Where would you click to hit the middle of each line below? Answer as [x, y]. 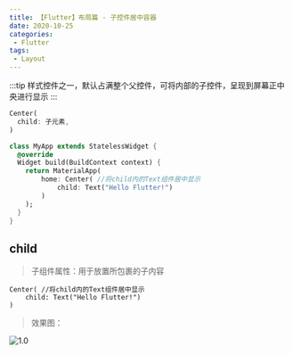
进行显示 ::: [37, 96]
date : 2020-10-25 [41, 26]
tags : [19, 51]
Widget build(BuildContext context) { [90, 163]
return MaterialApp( [63, 171]
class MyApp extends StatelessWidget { [83, 146]
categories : [31, 34]
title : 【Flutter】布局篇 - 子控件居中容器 [83, 17]
